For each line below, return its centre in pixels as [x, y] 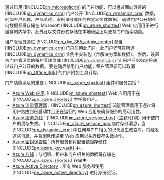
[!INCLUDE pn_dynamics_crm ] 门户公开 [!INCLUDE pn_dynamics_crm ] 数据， [82, 13]
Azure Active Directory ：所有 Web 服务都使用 [58, 166]
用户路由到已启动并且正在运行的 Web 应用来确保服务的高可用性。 [78, 111]
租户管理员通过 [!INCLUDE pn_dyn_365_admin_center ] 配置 [64, 42]
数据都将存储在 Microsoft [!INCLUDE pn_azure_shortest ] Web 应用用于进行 [84, 25]
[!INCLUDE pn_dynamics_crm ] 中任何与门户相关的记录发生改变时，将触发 [85, 130]
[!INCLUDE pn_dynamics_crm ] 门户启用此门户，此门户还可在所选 [70, 48]
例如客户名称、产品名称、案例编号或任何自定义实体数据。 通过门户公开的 [79, 19]
